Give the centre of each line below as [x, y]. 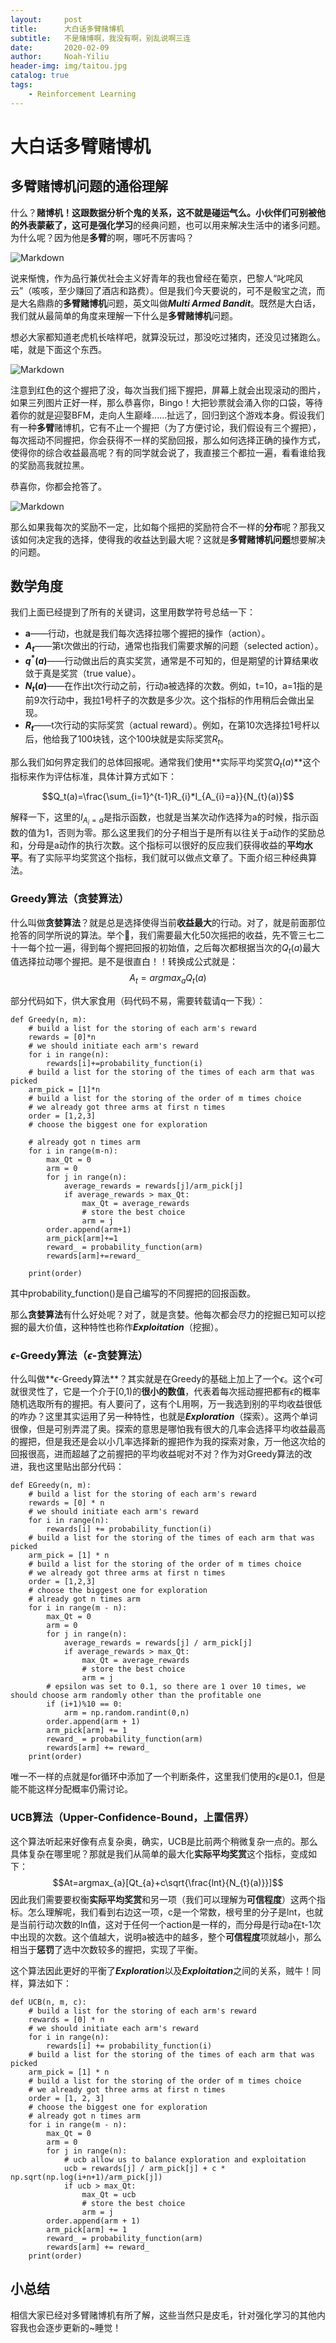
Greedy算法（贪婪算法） [70, 899]
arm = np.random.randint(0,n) [126, 1713]
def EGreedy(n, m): [51, 1486]
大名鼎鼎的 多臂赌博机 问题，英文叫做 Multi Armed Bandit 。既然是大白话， [170, 303]
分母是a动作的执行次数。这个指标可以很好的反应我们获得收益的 [157, 845]
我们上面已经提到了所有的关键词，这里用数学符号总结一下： [133, 612]
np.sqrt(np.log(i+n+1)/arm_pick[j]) [86, 2177]
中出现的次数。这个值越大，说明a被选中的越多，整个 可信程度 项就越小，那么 [166, 1937]
